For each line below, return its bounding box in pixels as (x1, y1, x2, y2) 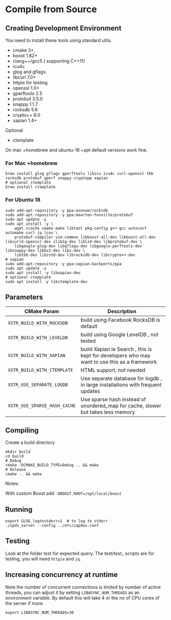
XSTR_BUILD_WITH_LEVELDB (8, 335, 68, 341)
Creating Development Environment (5, 24, 122, 33)
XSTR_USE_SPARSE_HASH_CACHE (8, 403, 76, 409)
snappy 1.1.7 (12, 101, 38, 107)
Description (107, 308, 136, 315)
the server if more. (5, 600, 44, 606)
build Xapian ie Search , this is (80, 346, 152, 353)
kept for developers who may (80, 352, 151, 359)
